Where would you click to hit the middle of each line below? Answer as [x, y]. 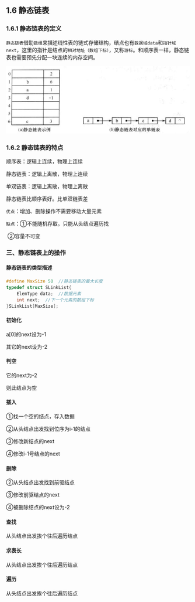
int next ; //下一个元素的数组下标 [55, 300]
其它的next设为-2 [27, 346]
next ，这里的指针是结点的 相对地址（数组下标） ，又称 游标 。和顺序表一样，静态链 [98, 50]
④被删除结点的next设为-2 [38, 507]
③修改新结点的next [30, 441]
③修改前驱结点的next [33, 495]
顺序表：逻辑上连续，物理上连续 [44, 161]
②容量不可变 [24, 236]
